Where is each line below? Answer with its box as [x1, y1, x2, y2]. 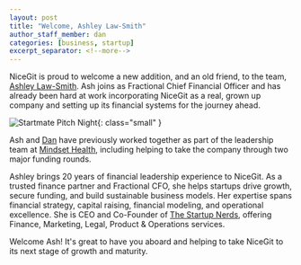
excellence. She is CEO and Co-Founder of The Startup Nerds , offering [9, 209, 272, 220]
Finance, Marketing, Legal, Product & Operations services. [9, 219, 226, 230]
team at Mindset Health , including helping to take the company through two [9, 145, 289, 155]
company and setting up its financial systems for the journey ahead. [9, 100, 261, 110]
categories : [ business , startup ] [9, 38, 135, 48]
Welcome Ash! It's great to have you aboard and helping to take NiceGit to [9, 236, 284, 247]
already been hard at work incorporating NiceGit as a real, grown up [9, 91, 261, 102]
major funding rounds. [9, 154, 92, 164]
